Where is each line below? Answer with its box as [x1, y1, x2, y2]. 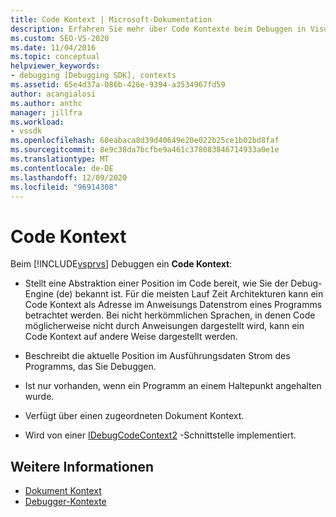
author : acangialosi [10, 89, 97, 99]
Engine [24, 288, 54, 300]
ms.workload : [10, 117, 65, 127]
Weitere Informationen [10, 458, 155, 475]
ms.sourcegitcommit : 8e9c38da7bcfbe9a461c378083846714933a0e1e [10, 145, 280, 155]
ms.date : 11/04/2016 [10, 42, 97, 53]
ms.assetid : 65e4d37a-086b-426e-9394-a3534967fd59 [10, 80, 226, 90]
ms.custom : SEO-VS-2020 [10, 33, 110, 43]
